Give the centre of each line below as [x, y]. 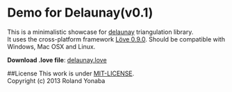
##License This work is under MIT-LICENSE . [71, 73]
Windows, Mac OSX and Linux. [51, 46]
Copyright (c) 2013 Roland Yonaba [56, 80]
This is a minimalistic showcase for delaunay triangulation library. [100, 32]
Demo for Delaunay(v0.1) [80, 13]
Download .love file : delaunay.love [57, 59]
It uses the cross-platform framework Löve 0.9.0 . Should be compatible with [116, 39]
